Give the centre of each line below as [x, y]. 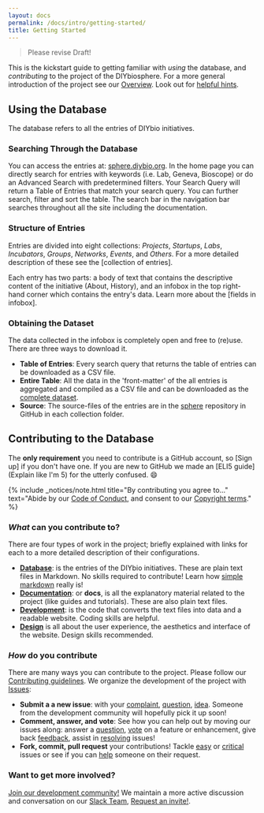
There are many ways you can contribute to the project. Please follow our [127, 673]
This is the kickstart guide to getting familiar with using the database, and [127, 68]
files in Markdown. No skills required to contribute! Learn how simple [131, 576]
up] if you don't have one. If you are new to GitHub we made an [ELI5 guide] [132, 466]
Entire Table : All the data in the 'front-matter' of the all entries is [123, 381]
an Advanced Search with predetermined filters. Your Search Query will [124, 183]
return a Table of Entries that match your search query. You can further [123, 191]
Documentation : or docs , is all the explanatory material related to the [132, 593]
